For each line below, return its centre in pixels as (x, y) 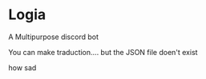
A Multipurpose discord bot (53, 37)
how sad (22, 67)
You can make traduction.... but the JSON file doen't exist (103, 52)
